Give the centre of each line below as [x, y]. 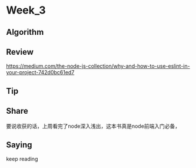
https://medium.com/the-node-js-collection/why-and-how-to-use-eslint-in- [98, 66]
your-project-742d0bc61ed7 [40, 73]
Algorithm [25, 32]
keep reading [22, 159]
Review [20, 52]
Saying [19, 145]
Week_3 [26, 10]
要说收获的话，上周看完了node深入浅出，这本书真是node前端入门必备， [93, 126]
